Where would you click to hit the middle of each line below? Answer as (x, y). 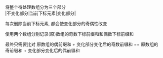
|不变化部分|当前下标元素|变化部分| (41, 13)
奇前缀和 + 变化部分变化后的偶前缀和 (42, 50)
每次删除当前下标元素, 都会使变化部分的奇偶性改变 (56, 24)
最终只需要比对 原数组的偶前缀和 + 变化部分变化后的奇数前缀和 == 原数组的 (82, 44)
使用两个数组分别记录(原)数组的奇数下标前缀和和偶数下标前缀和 (70, 34)
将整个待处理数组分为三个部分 (35, 7)
